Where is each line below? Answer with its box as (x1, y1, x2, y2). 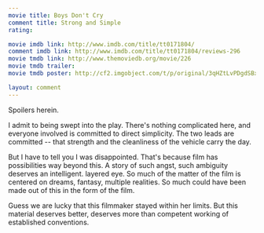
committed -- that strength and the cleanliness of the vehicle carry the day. (8, 137, 251, 146)
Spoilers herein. (8, 105, 59, 115)
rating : (8, 26, 34, 34)
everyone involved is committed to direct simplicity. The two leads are (8, 129, 234, 138)
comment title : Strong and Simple (8, 19, 122, 27)
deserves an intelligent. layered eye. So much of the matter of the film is (8, 169, 241, 178)
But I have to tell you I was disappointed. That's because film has (8, 152, 218, 162)
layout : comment (8, 83, 61, 91)
